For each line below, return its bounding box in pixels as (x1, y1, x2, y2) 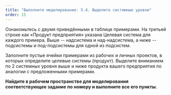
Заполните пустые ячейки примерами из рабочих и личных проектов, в (5, 52, 162, 58)
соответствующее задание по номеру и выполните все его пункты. (5, 83, 157, 89)
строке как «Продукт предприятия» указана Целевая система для (5, 31, 151, 38)
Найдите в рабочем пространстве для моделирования (5, 78, 129, 84)
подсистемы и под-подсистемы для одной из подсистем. (5, 42, 131, 48)
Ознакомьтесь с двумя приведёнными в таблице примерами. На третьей (5, 26, 166, 32)
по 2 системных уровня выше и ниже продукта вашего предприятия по (5, 63, 162, 69)
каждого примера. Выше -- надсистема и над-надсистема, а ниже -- (5, 37, 157, 43)
